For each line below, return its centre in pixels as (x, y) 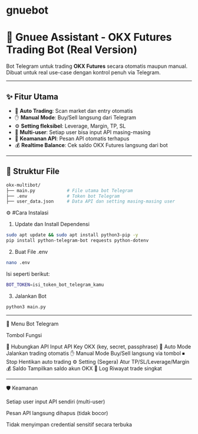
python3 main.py (26, 307)
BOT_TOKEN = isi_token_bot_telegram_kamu (55, 285)
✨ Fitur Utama (32, 97)
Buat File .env (31, 252)
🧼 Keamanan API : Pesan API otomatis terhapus (72, 138)
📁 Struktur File (33, 172)
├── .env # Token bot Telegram (63, 196)
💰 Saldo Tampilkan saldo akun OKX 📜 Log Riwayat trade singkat (84, 368)
